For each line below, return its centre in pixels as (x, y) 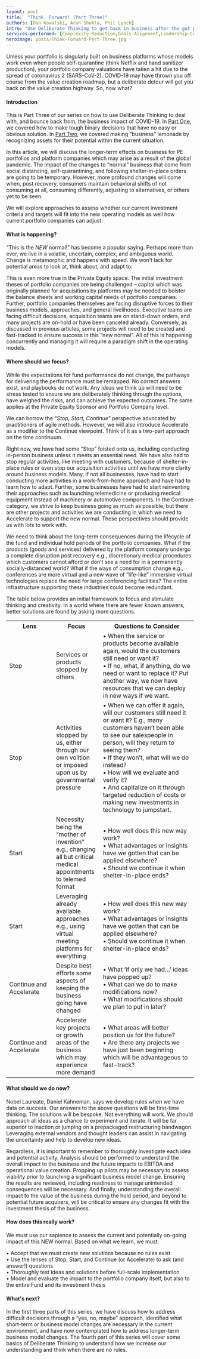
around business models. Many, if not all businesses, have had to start (92, 474)
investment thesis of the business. (48, 1208)
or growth (70, 1035)
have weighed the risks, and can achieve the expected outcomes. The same (99, 400)
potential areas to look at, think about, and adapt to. (69, 267)
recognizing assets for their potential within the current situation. (85, 140)
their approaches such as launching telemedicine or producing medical (93, 493)
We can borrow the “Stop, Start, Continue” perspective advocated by (91, 418)
